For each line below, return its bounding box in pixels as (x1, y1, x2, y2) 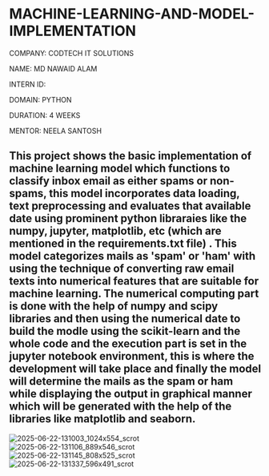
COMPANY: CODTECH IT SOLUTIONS (9, 48, 134, 58)
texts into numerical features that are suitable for (9, 274, 259, 288)
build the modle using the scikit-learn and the (9, 325, 241, 338)
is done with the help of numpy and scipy (9, 300, 219, 313)
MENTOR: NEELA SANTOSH (9, 126, 102, 135)
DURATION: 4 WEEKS (9, 110, 81, 120)
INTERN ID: (9, 79, 46, 89)
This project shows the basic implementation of (9, 149, 252, 163)
